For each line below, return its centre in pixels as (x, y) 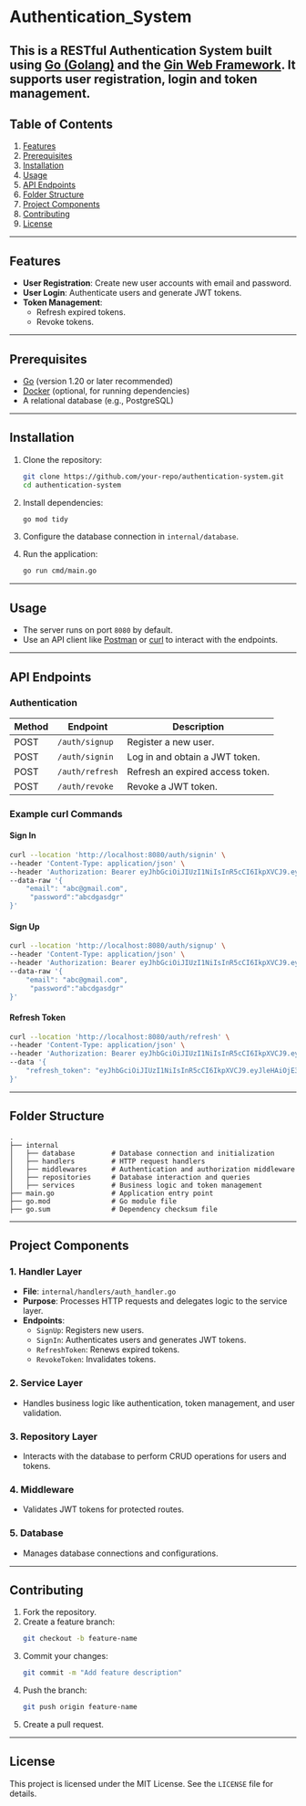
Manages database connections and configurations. (120, 1553)
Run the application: (60, 554)
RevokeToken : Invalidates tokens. (96, 1360)
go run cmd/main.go (60, 571)
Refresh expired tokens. (81, 312)
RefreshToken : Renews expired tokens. (108, 1349)
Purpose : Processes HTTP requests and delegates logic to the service (155, 1301)
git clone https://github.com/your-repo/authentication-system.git (153, 477)
